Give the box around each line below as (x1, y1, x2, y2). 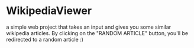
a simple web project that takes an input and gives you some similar (6, 23, 172, 30)
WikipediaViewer (6, 4, 92, 18)
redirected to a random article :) (6, 36, 84, 43)
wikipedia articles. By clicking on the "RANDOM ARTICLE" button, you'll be (6, 29, 188, 36)
